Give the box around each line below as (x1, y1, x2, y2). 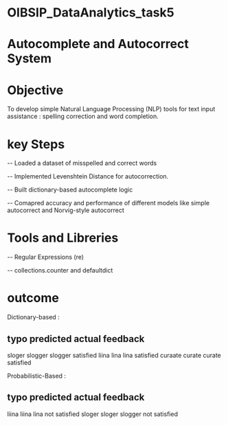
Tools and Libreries (7, 230, 119, 246)
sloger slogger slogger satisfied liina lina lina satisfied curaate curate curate (7, 351, 221, 359)
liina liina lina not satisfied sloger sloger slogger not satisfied (7, 410, 179, 418)
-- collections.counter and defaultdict (7, 266, 113, 275)
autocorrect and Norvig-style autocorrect (7, 206, 125, 214)
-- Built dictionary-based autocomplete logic (7, 185, 133, 194)
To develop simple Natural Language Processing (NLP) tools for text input (7, 105, 216, 113)
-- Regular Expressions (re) (7, 253, 84, 262)
